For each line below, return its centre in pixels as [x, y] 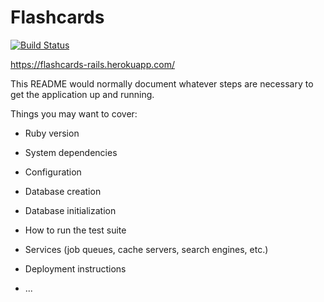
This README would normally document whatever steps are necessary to [162, 83]
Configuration [53, 172]
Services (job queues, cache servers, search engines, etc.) [146, 249]
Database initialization [70, 210]
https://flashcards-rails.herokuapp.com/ [92, 64]
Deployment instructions [75, 268]
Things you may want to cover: [74, 113]
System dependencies [71, 152]
